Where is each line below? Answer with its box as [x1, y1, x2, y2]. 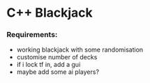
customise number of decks [16, 53, 98, 61]
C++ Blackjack [6, 5, 93, 21]
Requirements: [6, 30, 58, 40]
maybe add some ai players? [16, 68, 99, 76]
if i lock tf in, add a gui [16, 61, 81, 69]
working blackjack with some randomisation [16, 45, 144, 54]
